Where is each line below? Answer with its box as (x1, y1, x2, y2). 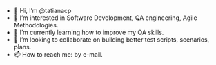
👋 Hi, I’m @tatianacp (13, 7, 72, 14)
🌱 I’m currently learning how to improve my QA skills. (13, 28, 164, 36)
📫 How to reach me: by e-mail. (13, 51, 103, 58)
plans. (13, 43, 32, 51)
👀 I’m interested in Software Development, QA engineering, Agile (13, 14, 198, 22)
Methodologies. (13, 21, 59, 29)
